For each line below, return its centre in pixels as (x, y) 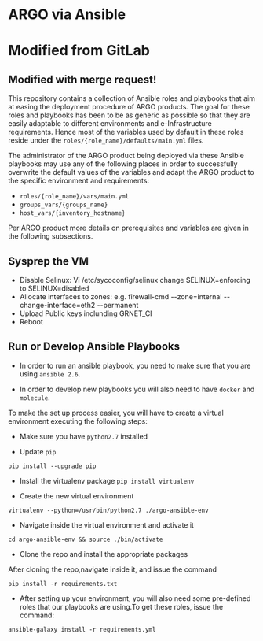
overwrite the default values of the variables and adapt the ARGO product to (131, 172)
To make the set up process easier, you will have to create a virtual (116, 413)
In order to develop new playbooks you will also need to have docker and (137, 389)
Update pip (38, 451)
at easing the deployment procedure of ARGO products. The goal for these (129, 107)
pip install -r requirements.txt (63, 584)
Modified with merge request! (82, 79)
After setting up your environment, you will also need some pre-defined (135, 598)
